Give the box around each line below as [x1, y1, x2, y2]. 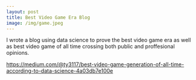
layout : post [6, 8, 39, 15]
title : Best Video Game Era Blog [6, 14, 90, 20]
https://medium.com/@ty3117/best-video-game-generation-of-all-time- [6, 61, 185, 68]
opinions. [6, 49, 30, 57]
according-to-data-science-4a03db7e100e [6, 67, 113, 75]
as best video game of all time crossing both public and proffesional [6, 43, 175, 50]
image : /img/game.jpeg [6, 20, 63, 26]
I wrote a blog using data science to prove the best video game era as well [6, 37, 191, 44]
